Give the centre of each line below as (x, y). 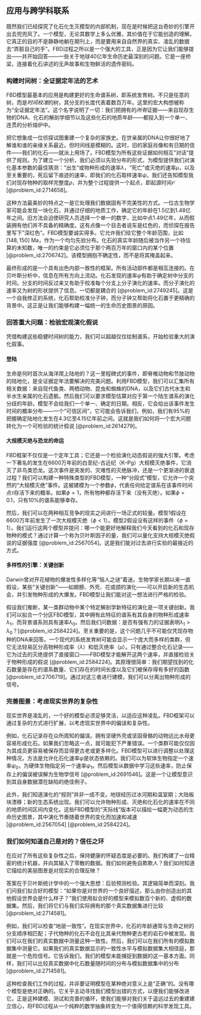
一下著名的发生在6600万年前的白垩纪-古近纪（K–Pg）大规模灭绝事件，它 (96, 463)
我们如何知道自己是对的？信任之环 (55, 841)
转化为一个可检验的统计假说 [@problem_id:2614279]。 (73, 426)
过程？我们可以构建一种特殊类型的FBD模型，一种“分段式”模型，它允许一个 (98, 478)
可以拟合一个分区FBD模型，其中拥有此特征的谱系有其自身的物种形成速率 (100, 615)
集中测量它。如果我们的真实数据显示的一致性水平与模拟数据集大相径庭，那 (103, 948)
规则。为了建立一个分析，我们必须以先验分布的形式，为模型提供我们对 (103, 160)
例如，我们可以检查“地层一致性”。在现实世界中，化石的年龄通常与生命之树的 (100, 926)
